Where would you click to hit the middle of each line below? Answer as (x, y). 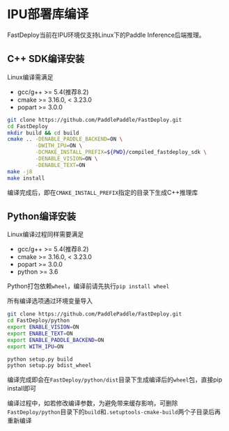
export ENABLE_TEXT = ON (40, 334)
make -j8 (20, 171)
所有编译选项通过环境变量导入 (50, 301)
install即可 (22, 389)
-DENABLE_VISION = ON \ (66, 159)
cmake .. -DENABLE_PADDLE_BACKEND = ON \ (65, 139)
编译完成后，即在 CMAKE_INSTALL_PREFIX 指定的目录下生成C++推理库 (103, 192)
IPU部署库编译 (48, 14)
